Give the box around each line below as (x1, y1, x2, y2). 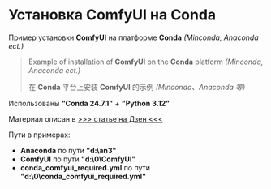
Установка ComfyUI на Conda (8, 6, 217, 24)
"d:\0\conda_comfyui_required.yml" (19, 171, 147, 181)
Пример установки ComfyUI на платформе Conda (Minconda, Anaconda (8, 32, 260, 42)
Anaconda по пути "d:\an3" (19, 145, 117, 155)
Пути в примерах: (8, 130, 71, 140)
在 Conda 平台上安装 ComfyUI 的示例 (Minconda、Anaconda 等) (28, 82, 246, 92)
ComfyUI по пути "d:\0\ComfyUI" (19, 154, 136, 164)
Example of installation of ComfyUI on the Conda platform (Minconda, (28, 57, 264, 67)
